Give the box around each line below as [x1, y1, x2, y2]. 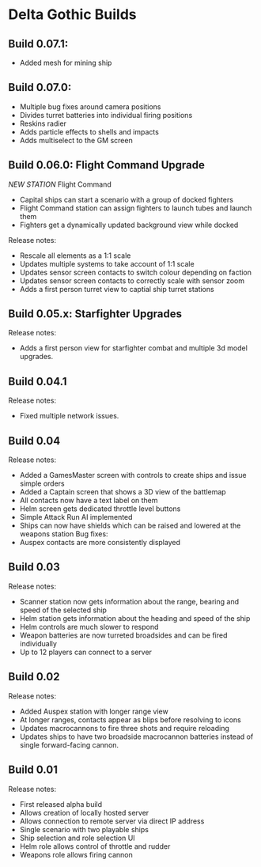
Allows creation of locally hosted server [19, 808, 149, 817]
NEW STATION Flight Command [8, 180, 112, 189]
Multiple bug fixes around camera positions [19, 101, 161, 112]
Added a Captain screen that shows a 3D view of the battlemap [19, 487, 227, 497]
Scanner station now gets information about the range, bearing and [19, 596, 240, 606]
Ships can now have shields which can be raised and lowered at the [19, 521, 241, 531]
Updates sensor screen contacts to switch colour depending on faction [19, 267, 252, 277]
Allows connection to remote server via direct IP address [19, 816, 205, 826]
